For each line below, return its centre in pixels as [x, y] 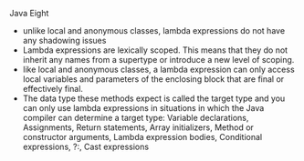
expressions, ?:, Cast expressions [85, 146]
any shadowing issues [64, 40]
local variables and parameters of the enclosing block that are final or [153, 79]
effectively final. [53, 89]
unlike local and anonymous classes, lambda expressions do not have [154, 30]
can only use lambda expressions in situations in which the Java [143, 108]
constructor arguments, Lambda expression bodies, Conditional [142, 137]
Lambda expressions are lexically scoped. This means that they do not [155, 50]
